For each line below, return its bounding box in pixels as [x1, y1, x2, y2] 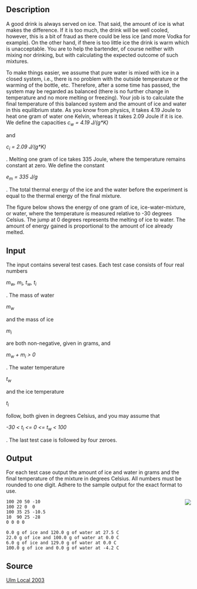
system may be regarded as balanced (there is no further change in [6, 87, 169, 94]
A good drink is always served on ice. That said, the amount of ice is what [6, 20, 185, 27]
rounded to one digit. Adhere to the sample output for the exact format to [6, 481, 183, 489]
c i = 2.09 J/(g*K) [6, 143, 46, 151]
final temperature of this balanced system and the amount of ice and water [6, 100, 187, 107]
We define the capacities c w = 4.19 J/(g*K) [6, 119, 108, 127]
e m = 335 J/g [6, 173, 38, 182]
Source [6, 561, 33, 571]
